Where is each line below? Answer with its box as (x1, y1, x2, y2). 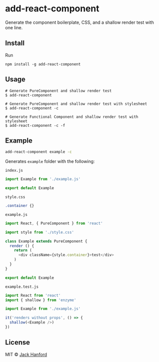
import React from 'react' (5, 293, 61, 298)
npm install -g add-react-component (5, 61, 81, 67)
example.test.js (5, 284, 39, 289)
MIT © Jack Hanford (5, 351, 47, 357)
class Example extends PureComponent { (5, 239, 88, 244)
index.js (5, 168, 23, 173)
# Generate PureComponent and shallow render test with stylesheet (5, 101, 148, 106)
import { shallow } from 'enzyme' (5, 298, 77, 303)
